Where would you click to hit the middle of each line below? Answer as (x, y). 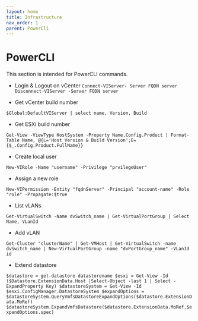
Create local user (36, 157)
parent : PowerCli (28, 28)
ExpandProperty (25, 287)
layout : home (22, 12)
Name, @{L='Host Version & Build (63, 140)
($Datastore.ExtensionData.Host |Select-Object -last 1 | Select (88, 281)
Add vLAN (27, 233)
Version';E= (122, 140)
